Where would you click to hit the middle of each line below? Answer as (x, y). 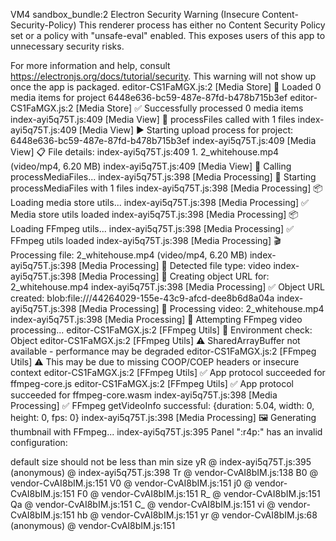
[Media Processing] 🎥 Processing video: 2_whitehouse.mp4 (201, 308)
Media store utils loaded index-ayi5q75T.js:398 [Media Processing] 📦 (154, 214)
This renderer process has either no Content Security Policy (202, 25)
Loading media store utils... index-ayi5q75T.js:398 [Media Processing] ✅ (159, 202)
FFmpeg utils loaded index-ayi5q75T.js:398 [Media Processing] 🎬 (146, 240)
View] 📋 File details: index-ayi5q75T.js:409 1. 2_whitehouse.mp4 (145, 152)
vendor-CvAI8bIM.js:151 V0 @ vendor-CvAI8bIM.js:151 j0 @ (131, 483)
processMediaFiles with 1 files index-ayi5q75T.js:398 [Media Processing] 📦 (166, 188)
